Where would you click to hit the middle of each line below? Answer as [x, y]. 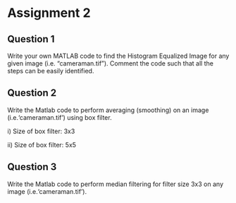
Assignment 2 [49, 13]
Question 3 [32, 167]
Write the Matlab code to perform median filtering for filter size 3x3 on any [116, 184]
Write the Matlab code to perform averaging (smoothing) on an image [108, 110]
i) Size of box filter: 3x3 [41, 131]
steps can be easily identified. [51, 71]
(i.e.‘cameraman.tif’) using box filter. [60, 117]
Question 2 [32, 93]
